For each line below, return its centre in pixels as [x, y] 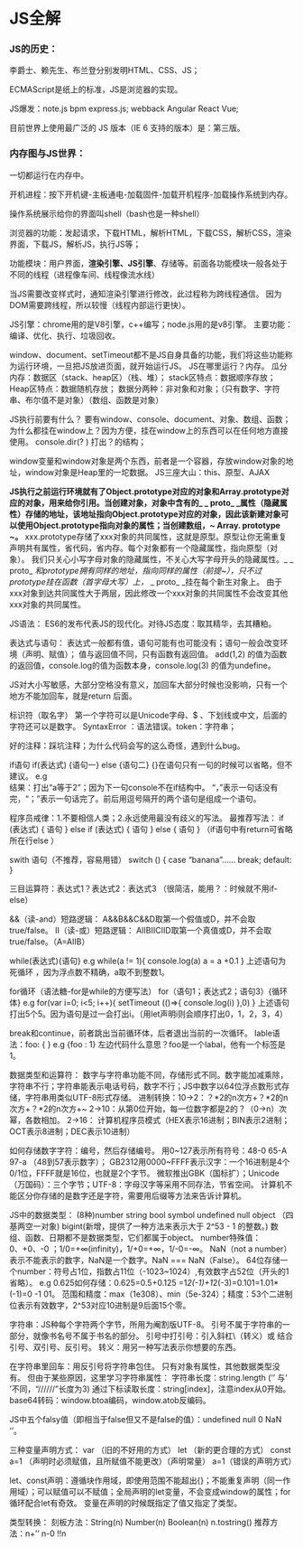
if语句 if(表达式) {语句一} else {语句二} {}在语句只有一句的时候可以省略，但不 [151, 764]
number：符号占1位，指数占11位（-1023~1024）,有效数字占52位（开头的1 [153, 1271]
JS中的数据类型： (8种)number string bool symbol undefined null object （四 [151, 1214]
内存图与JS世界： [47, 154]
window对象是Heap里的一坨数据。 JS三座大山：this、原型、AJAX [147, 472]
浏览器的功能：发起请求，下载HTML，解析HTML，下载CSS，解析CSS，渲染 [151, 232]
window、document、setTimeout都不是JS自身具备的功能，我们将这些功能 [147, 354]
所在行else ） [34, 840]
